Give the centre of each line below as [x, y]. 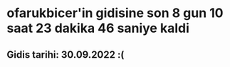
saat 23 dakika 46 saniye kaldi [98, 28]
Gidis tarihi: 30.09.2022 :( [66, 55]
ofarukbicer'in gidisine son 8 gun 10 [115, 13]
